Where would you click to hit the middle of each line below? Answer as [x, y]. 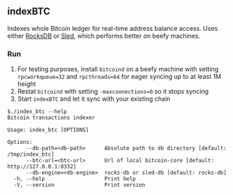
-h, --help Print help [75, 179]
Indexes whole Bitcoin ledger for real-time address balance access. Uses [113, 28]
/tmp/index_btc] [31, 154]
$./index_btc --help [37, 112]
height [27, 84]
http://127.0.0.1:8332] [42, 167]
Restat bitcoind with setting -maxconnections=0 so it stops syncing [113, 92]
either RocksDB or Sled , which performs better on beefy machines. [104, 36]
